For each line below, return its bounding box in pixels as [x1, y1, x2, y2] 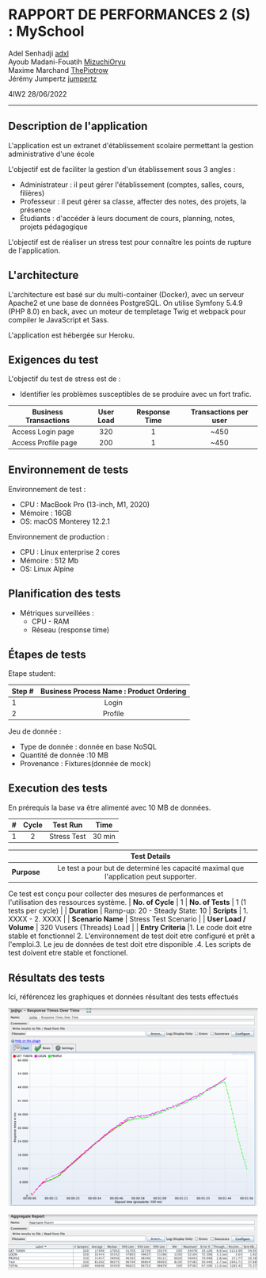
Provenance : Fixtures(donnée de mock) [19, 758, 151, 768]
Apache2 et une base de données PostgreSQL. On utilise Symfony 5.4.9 [8, 298, 243, 307]
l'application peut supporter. [104, 872, 197, 881]
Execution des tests [8, 782, 108, 795]
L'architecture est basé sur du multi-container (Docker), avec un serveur [8, 289, 245, 299]
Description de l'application [8, 120, 148, 133]
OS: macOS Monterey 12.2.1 [19, 517, 111, 526]
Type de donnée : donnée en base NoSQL [19, 742, 157, 751]
